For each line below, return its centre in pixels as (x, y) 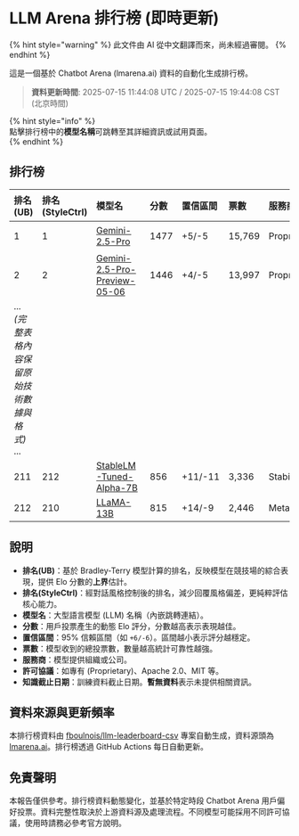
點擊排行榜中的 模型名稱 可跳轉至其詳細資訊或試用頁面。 (110, 131)
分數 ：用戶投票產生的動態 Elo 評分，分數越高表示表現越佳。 (131, 626)
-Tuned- (115, 476)
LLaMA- (114, 502)
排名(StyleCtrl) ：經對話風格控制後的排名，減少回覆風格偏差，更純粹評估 (155, 593)
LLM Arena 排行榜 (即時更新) (114, 18)
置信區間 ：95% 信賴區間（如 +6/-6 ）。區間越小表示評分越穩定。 (138, 637)
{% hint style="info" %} (53, 120)
